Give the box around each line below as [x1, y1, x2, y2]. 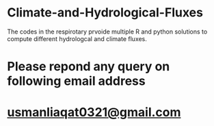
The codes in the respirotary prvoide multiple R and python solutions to [7, 27, 208, 36]
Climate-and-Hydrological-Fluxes [7, 5, 204, 21]
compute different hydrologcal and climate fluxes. [7, 34, 147, 42]
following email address [7, 73, 146, 89]
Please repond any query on [7, 59, 170, 75]
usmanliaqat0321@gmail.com [7, 105, 181, 121]
